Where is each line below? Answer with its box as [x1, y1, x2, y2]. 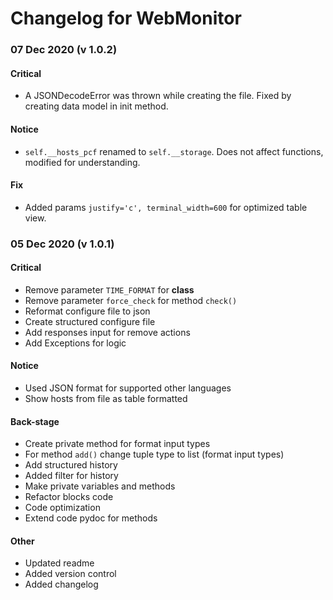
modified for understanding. [24, 156, 141, 168]
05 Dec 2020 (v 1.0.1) [10, 237, 115, 251]
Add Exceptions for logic [24, 337, 127, 349]
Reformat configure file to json [24, 305, 151, 317]
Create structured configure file [24, 315, 156, 327]
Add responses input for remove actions [24, 326, 191, 338]
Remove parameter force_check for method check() [24, 294, 238, 306]
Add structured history [24, 459, 118, 471]
